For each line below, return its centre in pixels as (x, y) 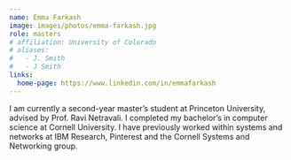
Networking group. (43, 146)
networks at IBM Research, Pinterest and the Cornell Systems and (130, 136)
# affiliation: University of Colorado (83, 42)
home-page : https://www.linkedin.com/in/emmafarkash (117, 83)
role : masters (35, 34)
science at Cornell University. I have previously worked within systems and (146, 127)
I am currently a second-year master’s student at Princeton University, (138, 108)
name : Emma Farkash (45, 17)
